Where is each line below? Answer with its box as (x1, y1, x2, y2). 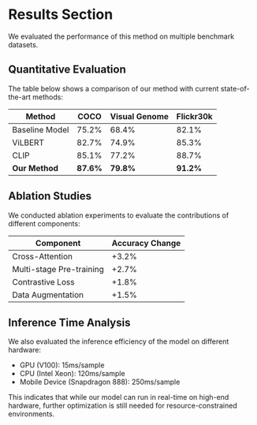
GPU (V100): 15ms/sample (19, 360, 105, 370)
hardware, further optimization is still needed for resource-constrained (8, 401, 238, 411)
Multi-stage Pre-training (12, 263, 105, 274)
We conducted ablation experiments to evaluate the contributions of (8, 211, 229, 220)
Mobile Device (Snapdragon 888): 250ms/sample (19, 377, 181, 387)
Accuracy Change (111, 237, 181, 248)
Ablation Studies (8, 189, 92, 203)
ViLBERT (12, 136, 45, 147)
